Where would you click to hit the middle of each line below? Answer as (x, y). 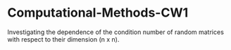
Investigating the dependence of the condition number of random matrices (115, 32)
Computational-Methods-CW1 (98, 13)
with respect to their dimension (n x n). (63, 39)
